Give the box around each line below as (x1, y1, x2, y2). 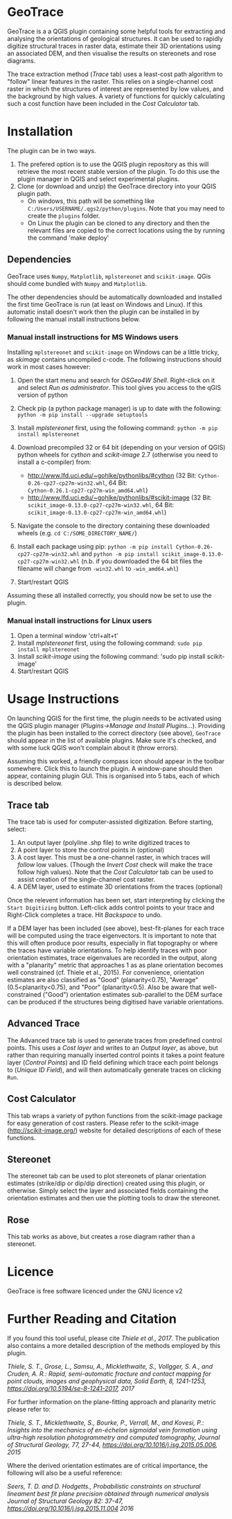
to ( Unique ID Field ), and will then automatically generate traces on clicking (7, 1065, 222, 1074)
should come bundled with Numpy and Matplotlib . (7, 279, 148, 287)
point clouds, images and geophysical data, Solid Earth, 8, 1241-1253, (7, 1377, 206, 1385)
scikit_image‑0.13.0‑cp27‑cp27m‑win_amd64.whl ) (27, 508, 167, 516)
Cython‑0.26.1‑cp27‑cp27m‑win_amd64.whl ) (27, 486, 148, 494)
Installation (7, 124, 73, 139)
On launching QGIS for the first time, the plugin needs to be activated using (7, 714, 222, 722)
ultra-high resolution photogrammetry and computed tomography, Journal (7, 1433, 220, 1441)
